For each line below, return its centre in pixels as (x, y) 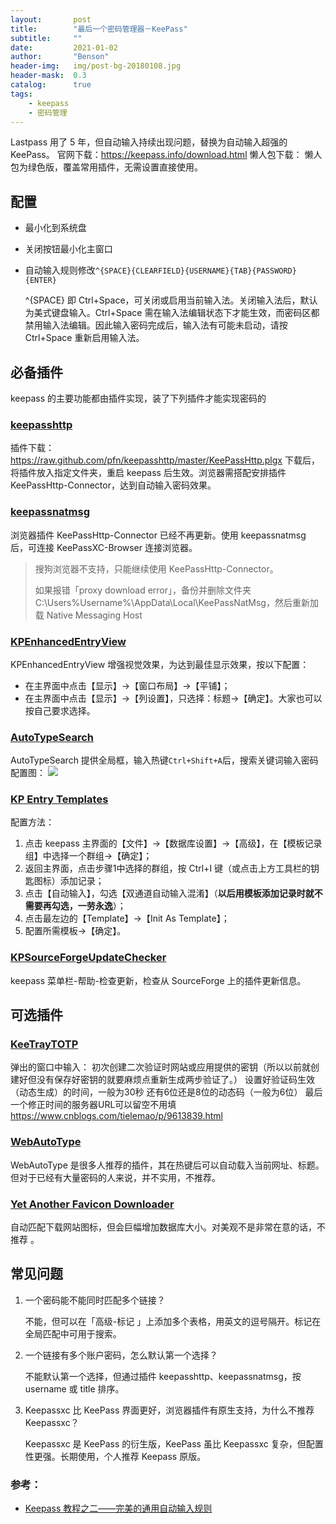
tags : (21, 94)
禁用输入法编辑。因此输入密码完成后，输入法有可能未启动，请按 (156, 325)
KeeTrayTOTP (44, 1044)
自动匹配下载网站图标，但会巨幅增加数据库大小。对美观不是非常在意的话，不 (168, 1227)
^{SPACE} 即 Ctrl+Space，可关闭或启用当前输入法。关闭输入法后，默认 (171, 300)
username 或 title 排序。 (74, 1388)
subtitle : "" (46, 38)
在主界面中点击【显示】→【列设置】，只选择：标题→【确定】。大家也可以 (173, 698)
